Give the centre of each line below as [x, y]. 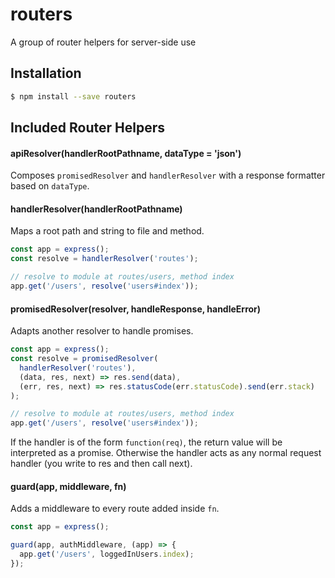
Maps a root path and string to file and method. [107, 231]
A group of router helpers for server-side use [103, 42]
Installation [46, 73]
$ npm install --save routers [73, 96]
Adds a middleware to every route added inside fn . [115, 509]
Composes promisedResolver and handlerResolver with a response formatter [168, 175]
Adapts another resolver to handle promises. [102, 331]
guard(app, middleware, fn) [68, 486]
